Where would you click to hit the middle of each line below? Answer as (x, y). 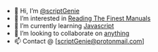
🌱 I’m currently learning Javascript (64, 26)
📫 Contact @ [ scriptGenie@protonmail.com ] (79, 41)
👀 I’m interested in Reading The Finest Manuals (82, 18)
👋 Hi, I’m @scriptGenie (47, 11)
